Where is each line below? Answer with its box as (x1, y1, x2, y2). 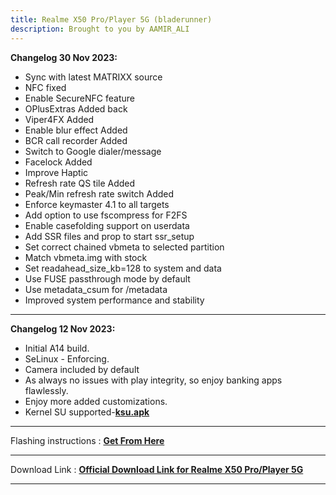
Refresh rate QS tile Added (24, 177, 136, 189)
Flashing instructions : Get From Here (10, 434, 165, 446)
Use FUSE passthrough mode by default (24, 272, 191, 285)
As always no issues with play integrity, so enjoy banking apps (24, 374, 283, 386)
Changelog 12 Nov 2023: (10, 322, 116, 335)
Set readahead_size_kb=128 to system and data (24, 262, 222, 274)
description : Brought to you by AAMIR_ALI (10, 24, 190, 34)
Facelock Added (24, 156, 93, 168)
